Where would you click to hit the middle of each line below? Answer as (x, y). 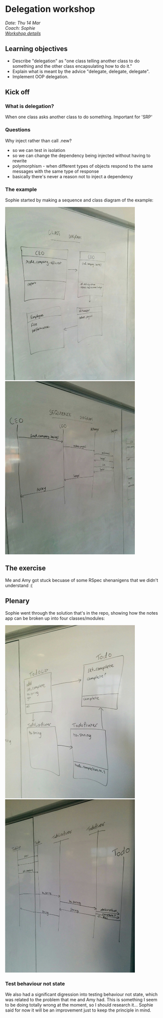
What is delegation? (30, 106)
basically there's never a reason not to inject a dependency (73, 176)
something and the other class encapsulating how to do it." (72, 66)
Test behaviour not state (35, 983)
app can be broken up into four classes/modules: (55, 618)
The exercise (25, 568)
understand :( (19, 585)
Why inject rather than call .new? (39, 141)
